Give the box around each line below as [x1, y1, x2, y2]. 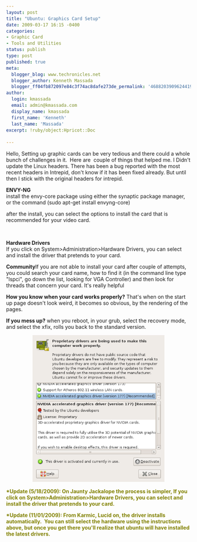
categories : [6, 28, 35, 34]
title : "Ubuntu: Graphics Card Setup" [6, 15, 101, 22]
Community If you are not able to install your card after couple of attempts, [6, 263, 186, 270]
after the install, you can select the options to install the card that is [6, 210, 168, 217]
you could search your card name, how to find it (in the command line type [6, 270, 186, 277]
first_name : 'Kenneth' [11, 115, 67, 120]
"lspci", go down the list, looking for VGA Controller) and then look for [6, 276, 174, 283]
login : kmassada [11, 96, 51, 102]
